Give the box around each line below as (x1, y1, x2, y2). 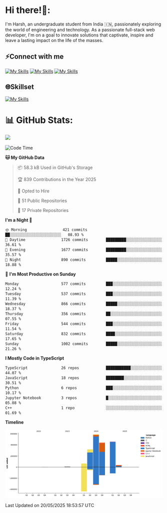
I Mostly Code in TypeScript (5, 355, 64, 361)
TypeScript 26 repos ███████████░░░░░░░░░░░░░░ (5, 365, 162, 370)
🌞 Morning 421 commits (5, 227, 87, 232)
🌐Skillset (5, 82, 34, 91)
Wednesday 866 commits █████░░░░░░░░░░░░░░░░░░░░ (5, 301, 162, 306)
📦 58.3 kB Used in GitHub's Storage (17, 164, 93, 170)
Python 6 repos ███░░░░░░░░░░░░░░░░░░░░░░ (5, 385, 162, 390)
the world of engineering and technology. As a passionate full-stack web (5, 26, 155, 32)
